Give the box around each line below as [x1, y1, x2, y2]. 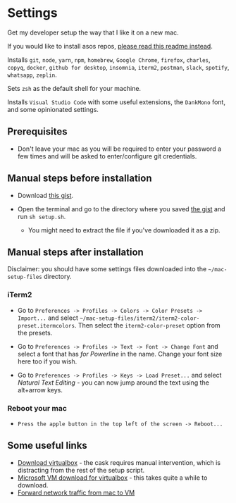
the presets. [17, 328, 53, 337]
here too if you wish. [17, 357, 77, 366]
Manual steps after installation [7, 246, 144, 258]
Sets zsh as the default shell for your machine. [7, 84, 142, 92]
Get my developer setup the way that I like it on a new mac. [7, 28, 179, 37]
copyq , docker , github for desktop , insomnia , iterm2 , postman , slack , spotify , [7, 63, 230, 71]
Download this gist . [17, 191, 74, 199]
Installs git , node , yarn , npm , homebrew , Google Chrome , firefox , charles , [7, 55, 211, 64]
